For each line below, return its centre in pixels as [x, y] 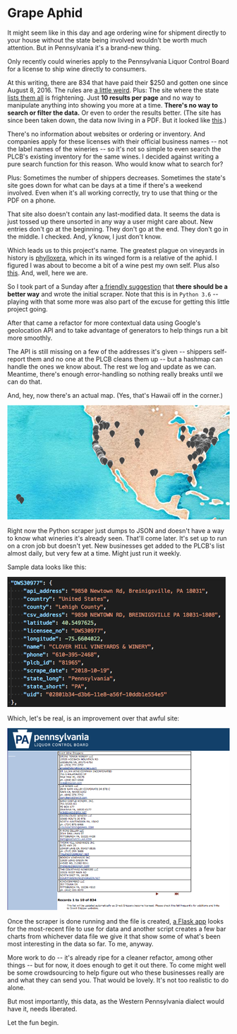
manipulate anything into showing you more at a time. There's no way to [113, 105]
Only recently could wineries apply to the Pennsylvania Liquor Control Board [118, 61]
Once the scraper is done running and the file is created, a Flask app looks [116, 921]
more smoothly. [30, 338]
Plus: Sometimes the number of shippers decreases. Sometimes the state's [116, 178]
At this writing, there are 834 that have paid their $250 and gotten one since [118, 82]
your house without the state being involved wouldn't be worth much [107, 40]
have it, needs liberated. [42, 1009]
